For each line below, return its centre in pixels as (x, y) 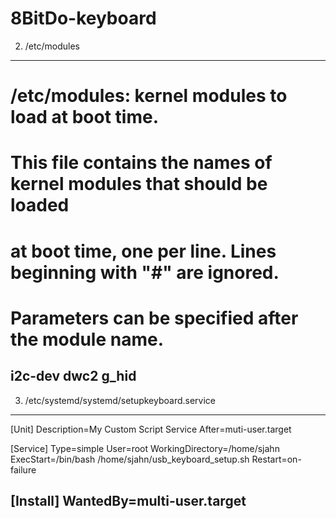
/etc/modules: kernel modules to (149, 96)
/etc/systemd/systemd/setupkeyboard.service (120, 400)
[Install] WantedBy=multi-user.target (128, 500)
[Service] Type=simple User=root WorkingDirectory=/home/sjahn (145, 448)
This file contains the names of (141, 163)
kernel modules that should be (139, 184)
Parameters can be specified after (154, 318)
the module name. (87, 339)
